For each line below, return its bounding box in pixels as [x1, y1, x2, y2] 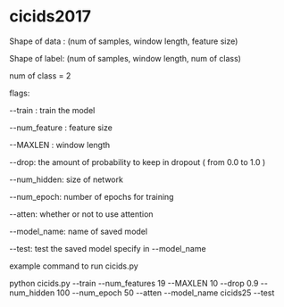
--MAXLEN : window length [9, 139, 111, 150]
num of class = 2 [9, 70, 71, 81]
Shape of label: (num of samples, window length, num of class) [9, 53, 241, 63]
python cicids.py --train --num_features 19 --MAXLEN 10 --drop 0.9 [9, 278, 259, 288]
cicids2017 [9, 6, 92, 27]
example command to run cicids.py [9, 261, 138, 271]
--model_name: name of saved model [9, 226, 148, 236]
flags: [9, 87, 30, 98]
